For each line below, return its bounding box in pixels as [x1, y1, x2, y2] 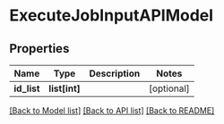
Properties [9, 41, 70, 56]
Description [89, 68, 141, 79]
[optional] [148, 82, 190, 95]
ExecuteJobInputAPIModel [9, 5, 213, 26]
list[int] [48, 82, 81, 95]
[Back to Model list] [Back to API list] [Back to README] [9, 105, 215, 116]
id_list [13, 82, 40, 95]
